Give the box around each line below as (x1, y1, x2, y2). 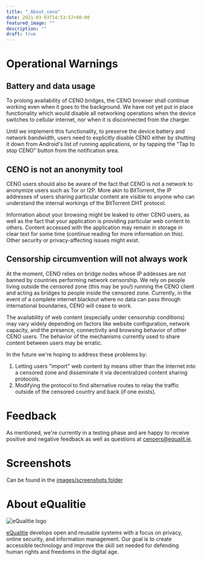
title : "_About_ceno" (6, 8, 61, 15)
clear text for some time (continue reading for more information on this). (6, 230, 185, 238)
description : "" (6, 25, 47, 32)
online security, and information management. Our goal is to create (6, 535, 173, 542)
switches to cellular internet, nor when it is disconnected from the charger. (6, 116, 191, 123)
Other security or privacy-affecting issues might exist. (6, 236, 140, 244)
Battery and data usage (6, 81, 96, 91)
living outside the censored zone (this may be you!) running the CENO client (6, 283, 194, 290)
